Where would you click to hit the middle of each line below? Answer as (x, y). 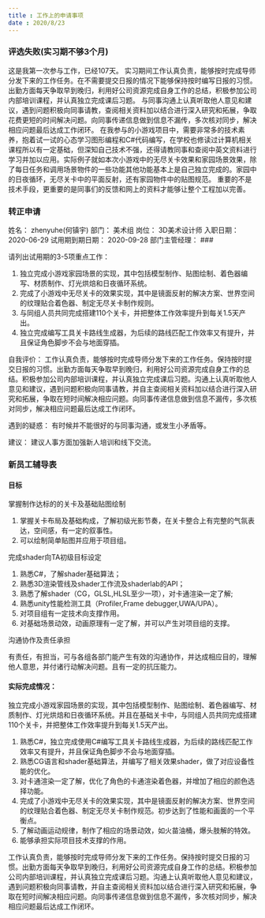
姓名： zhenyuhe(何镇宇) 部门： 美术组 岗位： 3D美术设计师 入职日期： (123, 230)
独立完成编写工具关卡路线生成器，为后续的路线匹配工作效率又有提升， (134, 333)
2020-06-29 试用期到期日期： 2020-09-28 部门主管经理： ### (111, 240)
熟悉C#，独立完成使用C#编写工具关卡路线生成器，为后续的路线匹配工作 (136, 742)
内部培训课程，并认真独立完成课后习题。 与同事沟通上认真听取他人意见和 (127, 100)
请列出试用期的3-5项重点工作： (59, 257)
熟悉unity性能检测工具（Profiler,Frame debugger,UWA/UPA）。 (121, 604)
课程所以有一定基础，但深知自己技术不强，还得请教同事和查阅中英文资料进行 (132, 149)
